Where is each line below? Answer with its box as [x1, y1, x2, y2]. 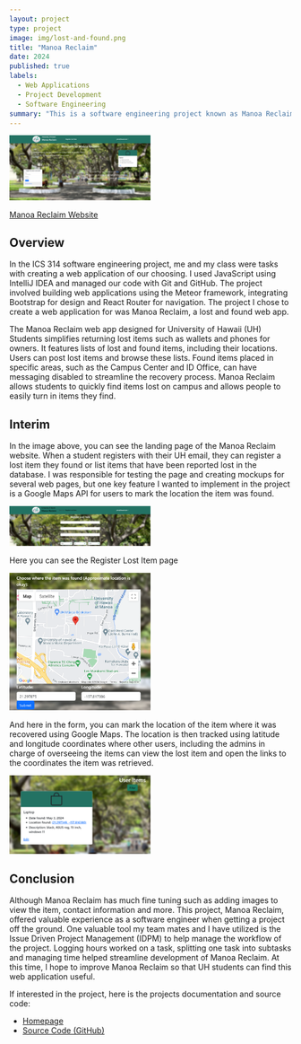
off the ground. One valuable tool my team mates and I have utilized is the [9, 924, 281, 934]
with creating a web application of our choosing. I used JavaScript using [9, 268, 276, 279]
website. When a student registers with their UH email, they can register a [9, 450, 282, 461]
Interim [9, 417, 51, 432]
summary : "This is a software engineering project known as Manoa [9, 109, 262, 118]
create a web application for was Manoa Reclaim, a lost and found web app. [9, 306, 289, 318]
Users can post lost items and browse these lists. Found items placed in [9, 353, 274, 364]
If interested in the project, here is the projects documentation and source [9, 988, 282, 1000]
